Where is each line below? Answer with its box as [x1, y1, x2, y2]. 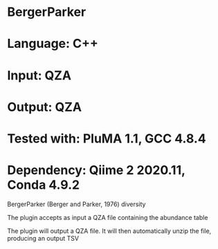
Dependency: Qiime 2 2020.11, [7, 163, 185, 178]
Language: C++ [7, 36, 98, 52]
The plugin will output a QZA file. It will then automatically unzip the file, [7, 226, 212, 235]
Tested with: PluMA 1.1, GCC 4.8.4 [7, 131, 206, 146]
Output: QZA [7, 99, 82, 115]
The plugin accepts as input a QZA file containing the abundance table [7, 213, 208, 221]
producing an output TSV [7, 234, 80, 242]
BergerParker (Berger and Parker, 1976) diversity [7, 200, 146, 208]
